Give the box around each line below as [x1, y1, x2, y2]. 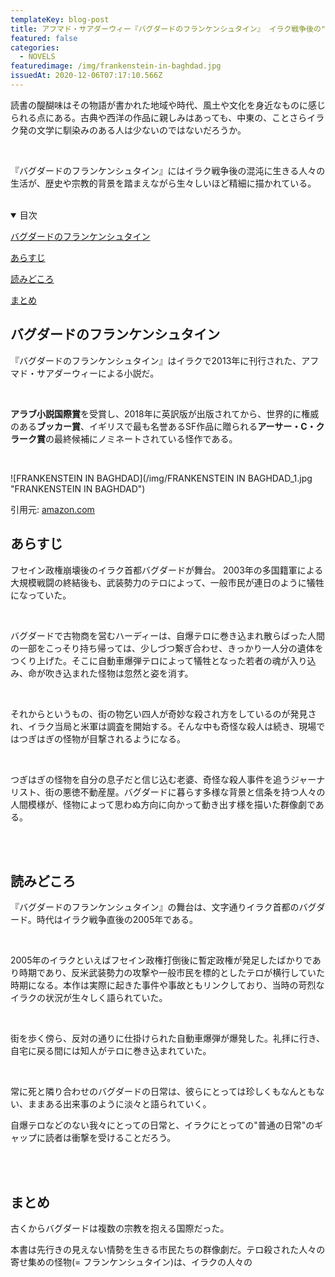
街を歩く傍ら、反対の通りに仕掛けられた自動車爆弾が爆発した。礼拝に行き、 [10, 1032, 326, 1045]
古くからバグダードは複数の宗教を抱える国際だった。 [10, 1222, 230, 1235]
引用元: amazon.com [10, 503, 95, 515]
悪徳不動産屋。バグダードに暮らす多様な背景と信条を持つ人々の [62, 786, 326, 798]
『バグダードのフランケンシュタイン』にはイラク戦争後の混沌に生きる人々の [10, 164, 326, 176]
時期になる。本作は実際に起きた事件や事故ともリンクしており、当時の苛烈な [10, 979, 325, 991]
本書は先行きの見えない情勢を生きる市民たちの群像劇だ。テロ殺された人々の [10, 1244, 326, 1256]
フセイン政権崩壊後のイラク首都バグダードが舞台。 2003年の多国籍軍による [10, 564, 324, 576]
